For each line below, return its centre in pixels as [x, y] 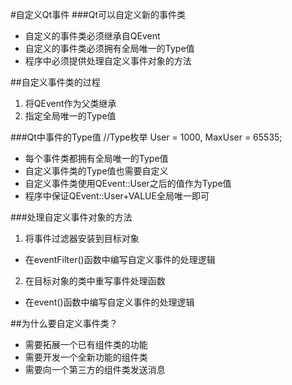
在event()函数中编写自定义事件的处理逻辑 [109, 302]
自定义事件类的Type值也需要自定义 [96, 171]
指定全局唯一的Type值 [70, 116]
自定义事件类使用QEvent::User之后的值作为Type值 [128, 183]
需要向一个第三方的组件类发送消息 [95, 369]
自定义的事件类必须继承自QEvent [92, 36]
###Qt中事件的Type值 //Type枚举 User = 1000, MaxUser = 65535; [146, 137]
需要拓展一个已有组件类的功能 [86, 344]
